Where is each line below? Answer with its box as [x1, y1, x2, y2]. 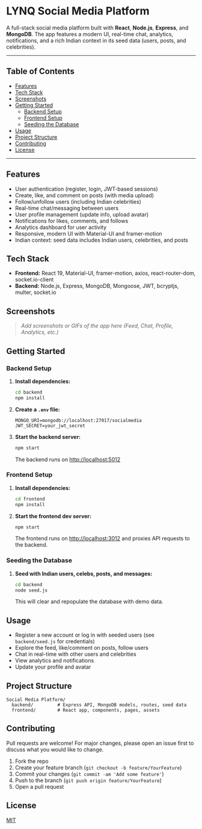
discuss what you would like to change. [6, 745, 104, 753]
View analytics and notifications [14, 657, 94, 664]
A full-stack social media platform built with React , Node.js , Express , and [6, 24, 189, 31]
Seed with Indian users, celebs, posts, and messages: [14, 570, 153, 577]
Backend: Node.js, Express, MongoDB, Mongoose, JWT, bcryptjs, [14, 283, 179, 290]
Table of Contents [6, 66, 75, 76]
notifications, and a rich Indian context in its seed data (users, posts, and [6, 37, 186, 44]
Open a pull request [14, 783, 64, 790]
